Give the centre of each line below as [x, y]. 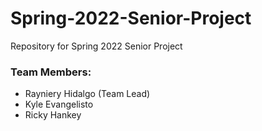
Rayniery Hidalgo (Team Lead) [87, 94]
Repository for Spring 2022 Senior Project [96, 46]
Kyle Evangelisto [59, 104]
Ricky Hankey [53, 115]
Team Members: [51, 72]
